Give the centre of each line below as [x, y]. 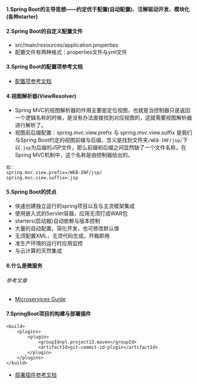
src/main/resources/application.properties [67, 45]
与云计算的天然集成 [38, 251]
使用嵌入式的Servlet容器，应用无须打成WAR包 [71, 213]
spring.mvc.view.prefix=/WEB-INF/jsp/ [54, 173]
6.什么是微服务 [24, 266]
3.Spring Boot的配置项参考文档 [45, 67]
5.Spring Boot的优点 [32, 191]
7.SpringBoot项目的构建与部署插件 [48, 314]
